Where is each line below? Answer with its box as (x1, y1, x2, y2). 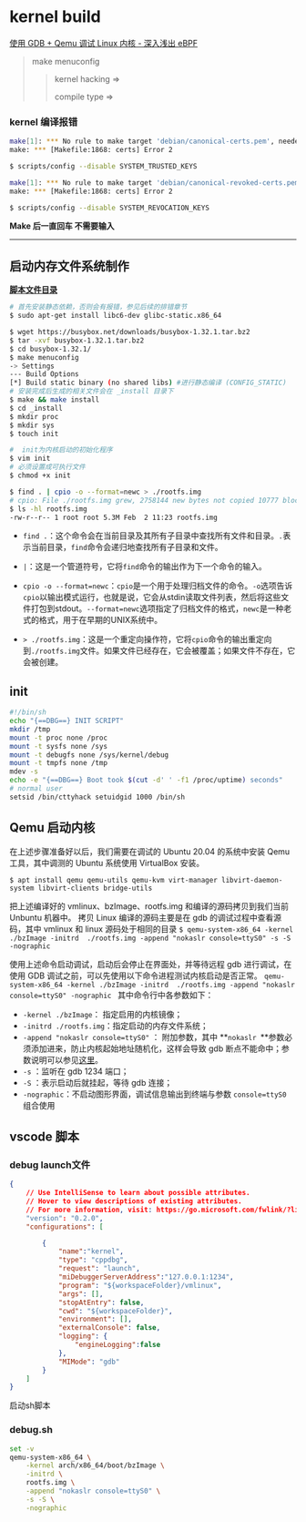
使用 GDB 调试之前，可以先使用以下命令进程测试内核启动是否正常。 (9, 970, 262, 981)
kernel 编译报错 (9, 116, 78, 128)
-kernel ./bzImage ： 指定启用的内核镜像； (22, 1008, 183, 1019)
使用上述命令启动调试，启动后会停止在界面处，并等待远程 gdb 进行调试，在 (9, 958, 292, 969)
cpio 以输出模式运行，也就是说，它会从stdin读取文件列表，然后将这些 (22, 592, 281, 603)
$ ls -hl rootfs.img (9, 504, 88, 514)
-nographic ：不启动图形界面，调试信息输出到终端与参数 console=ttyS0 (22, 1088, 287, 1099)
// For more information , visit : (25, 1205, 153, 1214)
